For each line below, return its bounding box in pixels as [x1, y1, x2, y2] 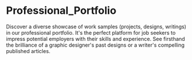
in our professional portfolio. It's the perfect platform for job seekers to [6, 29, 176, 36]
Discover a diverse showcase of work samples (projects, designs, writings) [6, 23, 187, 30]
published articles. [6, 47, 51, 54]
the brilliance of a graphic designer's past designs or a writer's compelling [6, 42, 185, 48]
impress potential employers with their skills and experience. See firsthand [6, 35, 186, 42]
